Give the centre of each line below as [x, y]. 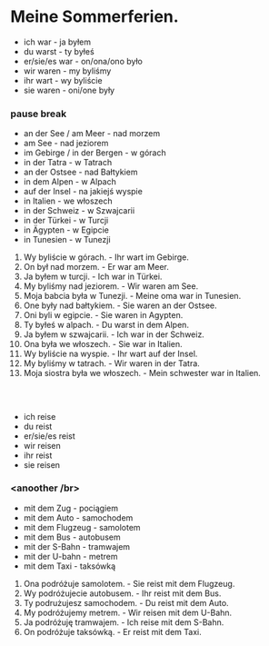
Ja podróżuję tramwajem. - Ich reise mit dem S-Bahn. [124, 622]
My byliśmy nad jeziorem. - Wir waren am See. [111, 286]
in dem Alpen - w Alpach [70, 182]
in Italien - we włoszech [68, 201]
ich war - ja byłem [57, 42]
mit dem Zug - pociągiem [71, 508]
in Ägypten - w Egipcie [66, 230]
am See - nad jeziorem [66, 144]
